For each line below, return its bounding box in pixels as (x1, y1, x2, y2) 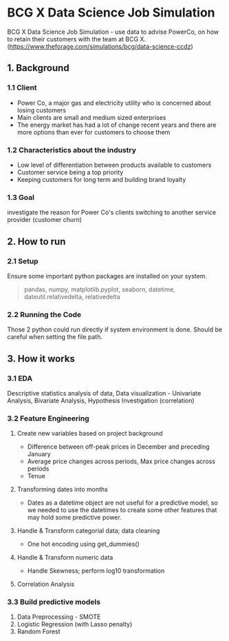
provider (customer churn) (7, 216, 83, 224)
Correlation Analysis (17, 580, 75, 589)
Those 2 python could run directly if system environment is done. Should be (7, 325, 222, 334)
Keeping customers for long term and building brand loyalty (17, 175, 186, 183)
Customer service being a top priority (17, 167, 124, 176)
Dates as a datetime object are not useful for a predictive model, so (27, 498, 218, 507)
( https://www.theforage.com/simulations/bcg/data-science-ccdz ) (7, 42, 194, 50)
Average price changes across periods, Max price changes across (27, 457, 215, 466)
